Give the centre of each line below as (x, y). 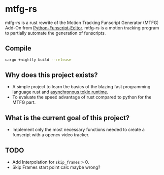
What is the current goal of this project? (67, 118)
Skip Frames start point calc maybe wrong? (56, 167)
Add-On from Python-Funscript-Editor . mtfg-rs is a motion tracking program (82, 27)
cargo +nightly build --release (38, 60)
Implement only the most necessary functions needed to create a (79, 130)
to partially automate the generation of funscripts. (55, 33)
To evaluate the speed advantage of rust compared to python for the (82, 97)
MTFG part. (24, 102)
